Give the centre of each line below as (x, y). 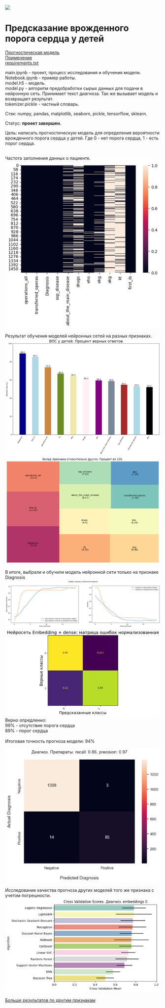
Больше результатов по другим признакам (50, 1000)
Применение (19, 57)
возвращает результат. (29, 98)
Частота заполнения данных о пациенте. (48, 158)
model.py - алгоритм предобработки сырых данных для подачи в (74, 88)
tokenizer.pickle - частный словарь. (42, 104)
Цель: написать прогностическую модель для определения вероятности (82, 133)
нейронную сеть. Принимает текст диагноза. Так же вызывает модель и (82, 93)
